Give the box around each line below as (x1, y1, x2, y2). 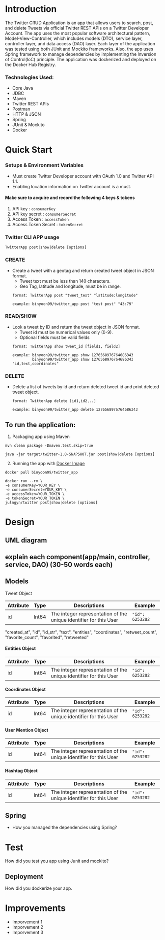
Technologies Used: (5, 74, 54, 81)
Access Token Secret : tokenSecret (12, 221, 83, 227)
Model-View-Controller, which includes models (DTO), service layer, (5, 35, 143, 41)
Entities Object (5, 645, 36, 651)
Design (5, 516, 35, 528)
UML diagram (5, 536, 47, 544)
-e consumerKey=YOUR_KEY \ (5, 483, 60, 488)
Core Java (12, 85, 33, 91)
